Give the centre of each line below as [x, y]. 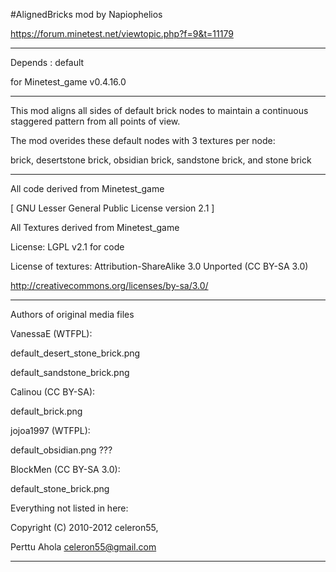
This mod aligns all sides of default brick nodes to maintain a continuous [159, 110]
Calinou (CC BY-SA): [53, 392]
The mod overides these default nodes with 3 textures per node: [143, 140]
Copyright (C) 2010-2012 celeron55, [84, 527]
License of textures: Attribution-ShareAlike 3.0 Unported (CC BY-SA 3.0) [159, 266]
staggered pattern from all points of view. [95, 121]
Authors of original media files [72, 314]
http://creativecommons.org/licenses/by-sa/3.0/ [109, 285]
